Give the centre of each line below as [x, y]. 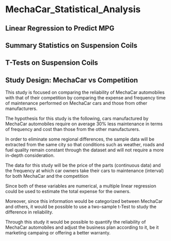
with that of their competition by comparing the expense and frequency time [86, 98]
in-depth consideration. [30, 155]
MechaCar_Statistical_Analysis [73, 9]
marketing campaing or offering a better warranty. [58, 233]
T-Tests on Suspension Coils [52, 63]
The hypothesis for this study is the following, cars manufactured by [77, 119]
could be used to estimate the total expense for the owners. [68, 192]
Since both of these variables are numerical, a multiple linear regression [81, 186]
